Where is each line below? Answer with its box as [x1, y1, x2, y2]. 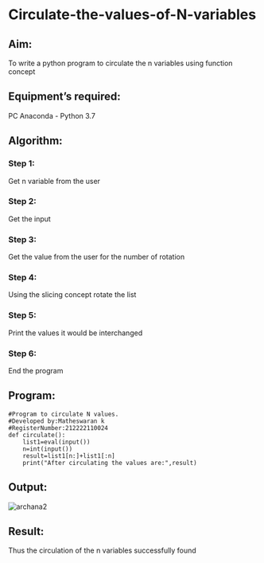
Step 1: [8, 158, 35, 169]
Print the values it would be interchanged [8, 328, 143, 338]
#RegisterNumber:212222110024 [8, 424, 109, 432]
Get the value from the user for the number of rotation [8, 252, 185, 262]
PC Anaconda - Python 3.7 [8, 111, 95, 120]
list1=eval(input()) [22, 438, 91, 446]
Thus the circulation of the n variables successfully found [8, 545, 196, 555]
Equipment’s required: [8, 90, 121, 104]
